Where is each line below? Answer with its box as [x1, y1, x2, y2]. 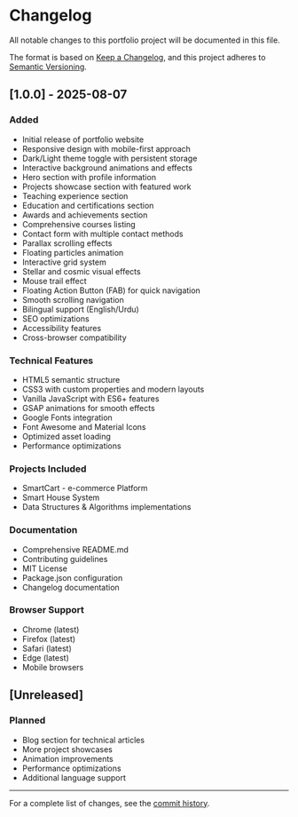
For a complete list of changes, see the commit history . [9, 797, 210, 808]
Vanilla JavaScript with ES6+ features [21, 393, 160, 404]
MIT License [21, 563, 68, 574]
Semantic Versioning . [9, 61, 87, 72]
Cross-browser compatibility [21, 332, 127, 343]
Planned [9, 714, 46, 726]
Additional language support [21, 772, 127, 782]
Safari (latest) [21, 643, 73, 654]
